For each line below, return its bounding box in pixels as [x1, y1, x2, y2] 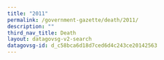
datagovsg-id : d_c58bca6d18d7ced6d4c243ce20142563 [7, 42, 158, 49]
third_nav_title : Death [7, 29, 77, 37]
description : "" [7, 23, 54, 30]
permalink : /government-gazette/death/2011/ [7, 17, 139, 23]
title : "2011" [7, 10, 49, 17]
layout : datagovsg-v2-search [7, 36, 92, 43]
